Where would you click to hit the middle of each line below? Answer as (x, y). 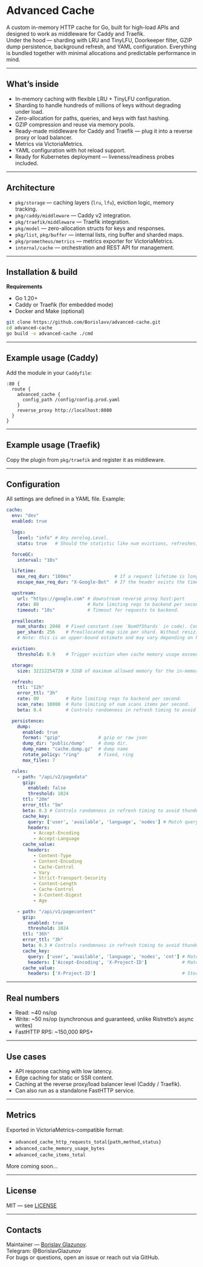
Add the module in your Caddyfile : (49, 372)
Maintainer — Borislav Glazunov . (47, 1245)
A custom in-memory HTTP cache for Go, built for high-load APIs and (93, 27)
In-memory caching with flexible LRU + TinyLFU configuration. (93, 99)
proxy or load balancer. (44, 137)
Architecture (31, 188)
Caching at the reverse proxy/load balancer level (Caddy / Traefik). (98, 1084)
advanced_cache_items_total (50, 1155)
